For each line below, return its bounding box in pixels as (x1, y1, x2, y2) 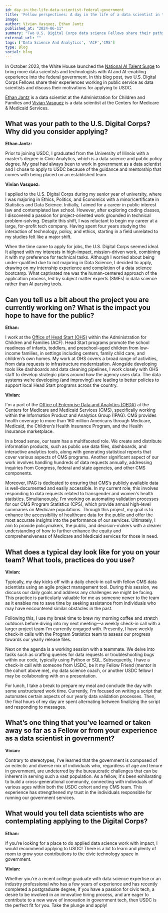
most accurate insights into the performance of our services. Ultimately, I (5, 517, 156, 523)
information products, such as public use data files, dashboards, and (5, 443, 146, 449)
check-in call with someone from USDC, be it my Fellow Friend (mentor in (5, 662, 156, 668)
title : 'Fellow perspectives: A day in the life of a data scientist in (5, 12, 160, 17)
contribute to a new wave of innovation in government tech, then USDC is (5, 897, 156, 903)
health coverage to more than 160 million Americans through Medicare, (5, 418, 151, 424)
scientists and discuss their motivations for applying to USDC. (5, 84, 132, 90)
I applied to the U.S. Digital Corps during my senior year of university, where (5, 191, 162, 197)
